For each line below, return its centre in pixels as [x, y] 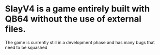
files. [16, 29]
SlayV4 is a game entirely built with [78, 9]
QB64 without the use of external [73, 19]
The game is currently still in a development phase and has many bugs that [80, 42]
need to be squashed [26, 47]
